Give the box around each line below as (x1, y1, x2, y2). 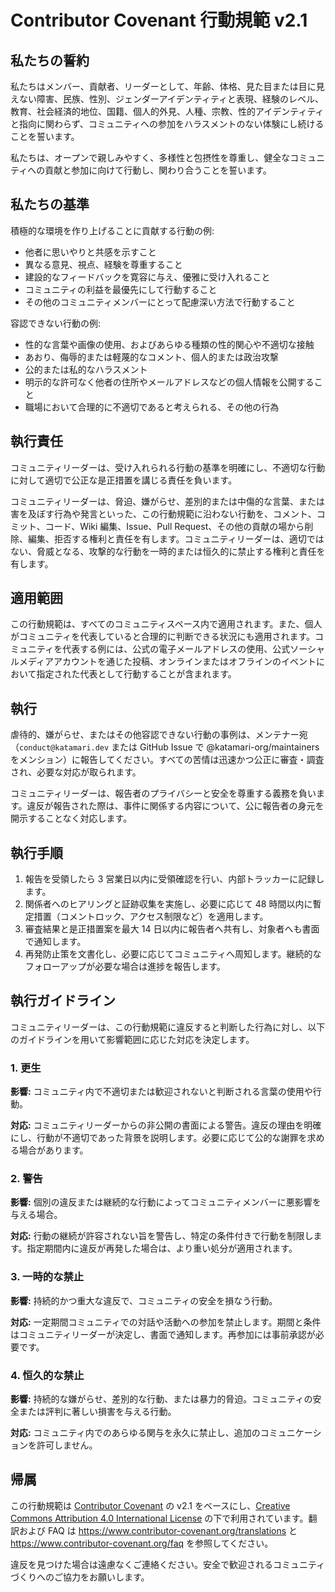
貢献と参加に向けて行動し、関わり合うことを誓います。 (44, 164, 272, 176)
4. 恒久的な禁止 (10, 1368, 85, 1382)
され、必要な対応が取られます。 (10, 766, 142, 778)
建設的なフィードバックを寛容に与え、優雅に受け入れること (24, 271, 271, 283)
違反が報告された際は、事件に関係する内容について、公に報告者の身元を (26, 800, 325, 812)
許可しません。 (36, 1439, 98, 1451)
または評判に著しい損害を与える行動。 (18, 1406, 177, 1418)
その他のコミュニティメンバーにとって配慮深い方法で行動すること (24, 296, 296, 308)
